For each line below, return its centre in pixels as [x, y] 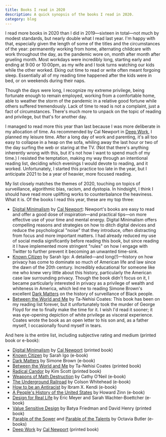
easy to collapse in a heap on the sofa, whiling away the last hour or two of [82, 142]
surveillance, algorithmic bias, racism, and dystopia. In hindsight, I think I [79, 189]
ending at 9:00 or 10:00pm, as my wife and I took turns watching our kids [80, 65]
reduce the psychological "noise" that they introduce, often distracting [84, 230]
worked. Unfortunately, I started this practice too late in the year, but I [76, 169]
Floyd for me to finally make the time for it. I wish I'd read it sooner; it [82, 310]
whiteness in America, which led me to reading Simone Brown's [77, 289]
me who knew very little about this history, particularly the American [82, 273]
